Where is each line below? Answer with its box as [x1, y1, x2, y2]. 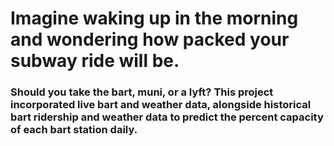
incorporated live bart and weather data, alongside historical [10, 98, 312, 112]
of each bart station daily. [10, 123, 138, 137]
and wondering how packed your [10, 28, 290, 51]
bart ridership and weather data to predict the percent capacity [10, 110, 324, 124]
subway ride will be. [10, 50, 180, 72]
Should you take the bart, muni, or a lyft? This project [10, 85, 274, 99]
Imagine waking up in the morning [10, 7, 299, 30]
